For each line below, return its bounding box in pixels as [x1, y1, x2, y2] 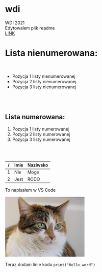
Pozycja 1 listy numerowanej [12, 126, 70, 132]
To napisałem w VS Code [5, 187, 56, 193]
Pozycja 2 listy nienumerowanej [12, 78, 76, 84]
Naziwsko [27, 162, 48, 168]
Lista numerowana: [5, 113, 65, 121]
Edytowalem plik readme [5, 25, 55, 31]
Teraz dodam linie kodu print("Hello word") [5, 262, 96, 268]
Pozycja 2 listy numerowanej [12, 131, 70, 137]
